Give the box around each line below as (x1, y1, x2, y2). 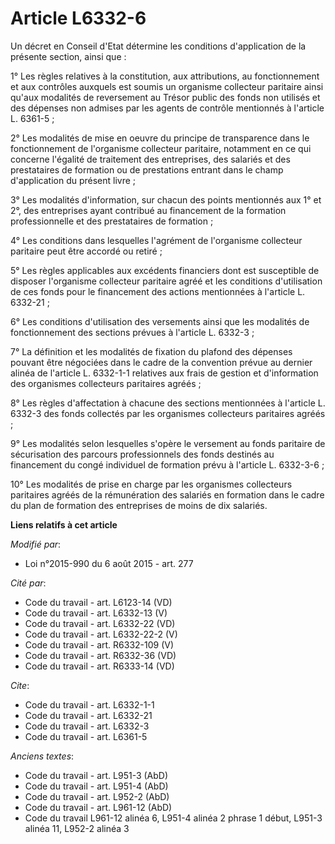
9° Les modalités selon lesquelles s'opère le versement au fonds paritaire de (10, 437, 326, 449)
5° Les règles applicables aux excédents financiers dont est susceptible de (10, 264, 320, 276)
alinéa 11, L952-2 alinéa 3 (24, 822, 130, 834)
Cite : (10, 679, 30, 691)
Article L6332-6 (10, 7, 147, 30)
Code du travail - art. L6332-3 (24, 720, 150, 732)
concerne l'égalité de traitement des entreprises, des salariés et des (10, 153, 291, 165)
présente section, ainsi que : (10, 50, 127, 62)
